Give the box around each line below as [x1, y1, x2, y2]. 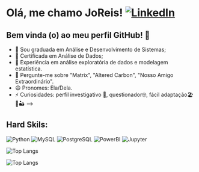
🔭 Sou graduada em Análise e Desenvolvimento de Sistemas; [14, 46, 167, 53]
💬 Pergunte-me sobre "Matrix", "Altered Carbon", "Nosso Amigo [14, 72, 174, 78]
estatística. [14, 65, 43, 72]
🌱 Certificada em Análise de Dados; [14, 52, 103, 60]
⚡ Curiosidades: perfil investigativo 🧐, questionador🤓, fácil [14, 91, 160, 98]
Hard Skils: [6, 120, 48, 130]
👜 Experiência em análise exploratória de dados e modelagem [14, 59, 168, 66]
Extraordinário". [14, 78, 54, 85]
